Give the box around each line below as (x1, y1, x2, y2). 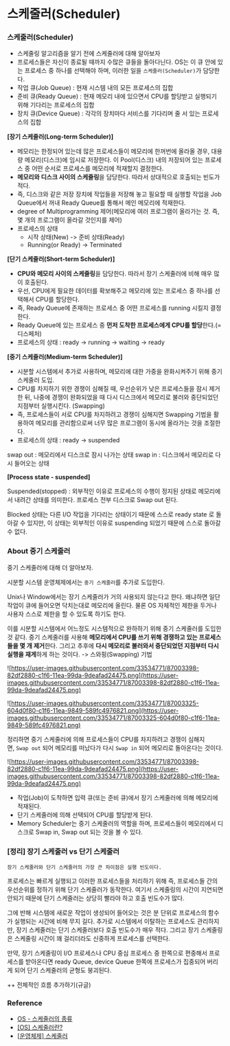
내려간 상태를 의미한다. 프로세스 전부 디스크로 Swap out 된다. (14, 496, 179, 504)
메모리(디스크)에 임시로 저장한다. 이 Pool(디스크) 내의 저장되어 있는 (24, 156, 204, 164)
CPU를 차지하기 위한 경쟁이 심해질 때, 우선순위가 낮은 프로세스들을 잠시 (16, 385, 208, 393)
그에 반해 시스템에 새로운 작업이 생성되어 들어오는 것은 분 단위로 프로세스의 (7, 909, 207, 917)
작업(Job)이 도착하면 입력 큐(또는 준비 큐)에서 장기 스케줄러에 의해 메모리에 (16, 793, 218, 801)
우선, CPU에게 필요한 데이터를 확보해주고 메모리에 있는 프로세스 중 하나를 (16, 286, 214, 295)
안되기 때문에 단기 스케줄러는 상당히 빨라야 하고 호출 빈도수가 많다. (7, 894, 185, 902)
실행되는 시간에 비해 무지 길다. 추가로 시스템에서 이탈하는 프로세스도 (14, 918, 196, 926)
